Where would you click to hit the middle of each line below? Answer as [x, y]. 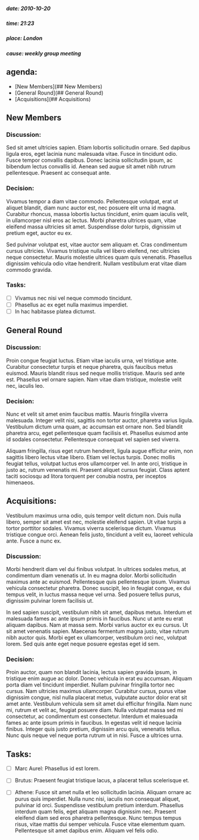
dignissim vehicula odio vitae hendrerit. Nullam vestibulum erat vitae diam [97, 263]
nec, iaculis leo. [25, 385]
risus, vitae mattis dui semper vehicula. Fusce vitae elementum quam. [100, 825]
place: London [24, 38]
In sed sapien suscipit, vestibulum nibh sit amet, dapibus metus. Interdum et [99, 612]
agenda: [22, 72]
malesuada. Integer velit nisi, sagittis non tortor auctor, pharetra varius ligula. [100, 420]
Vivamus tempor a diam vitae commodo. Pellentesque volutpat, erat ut [92, 201]
